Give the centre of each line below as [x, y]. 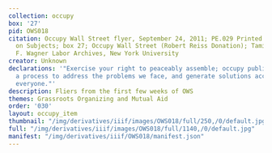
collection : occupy [41, 16]
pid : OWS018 [28, 31]
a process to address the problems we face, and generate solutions [134, 76]
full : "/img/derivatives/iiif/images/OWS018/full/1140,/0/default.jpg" [132, 129]
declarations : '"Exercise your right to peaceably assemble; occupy [126, 69]
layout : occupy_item [43, 114]
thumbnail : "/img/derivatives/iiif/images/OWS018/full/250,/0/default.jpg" [139, 121]
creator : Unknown [38, 62]
